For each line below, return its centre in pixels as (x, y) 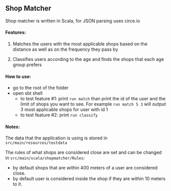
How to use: (18, 76)
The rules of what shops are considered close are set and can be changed (83, 153)
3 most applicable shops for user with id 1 (64, 110)
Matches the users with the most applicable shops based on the (80, 44)
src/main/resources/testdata (36, 143)
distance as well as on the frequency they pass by (65, 49)
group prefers (27, 65)
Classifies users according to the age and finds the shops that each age (88, 59)
